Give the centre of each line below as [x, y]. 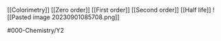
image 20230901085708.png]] [76, 17]
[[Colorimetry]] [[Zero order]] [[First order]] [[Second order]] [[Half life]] [109, 10]
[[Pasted [19, 17]
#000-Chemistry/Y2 [35, 30]
